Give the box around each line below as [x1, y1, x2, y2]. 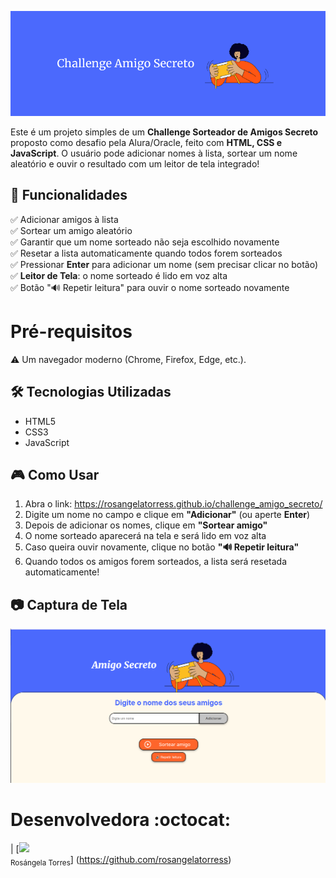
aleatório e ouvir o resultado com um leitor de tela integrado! [10, 158, 260, 170]
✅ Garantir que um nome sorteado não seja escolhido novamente [10, 236, 280, 248]
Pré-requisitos [10, 321, 133, 343]
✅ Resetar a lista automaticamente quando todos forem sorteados [10, 247, 283, 259]
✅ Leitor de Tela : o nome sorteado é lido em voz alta [10, 269, 228, 281]
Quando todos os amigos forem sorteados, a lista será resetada [24, 556, 287, 568]
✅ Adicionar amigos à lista [10, 213, 119, 225]
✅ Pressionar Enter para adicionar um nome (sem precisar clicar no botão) [10, 258, 319, 270]
